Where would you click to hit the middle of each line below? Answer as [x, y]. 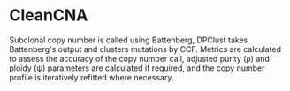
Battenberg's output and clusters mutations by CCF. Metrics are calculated [145, 49]
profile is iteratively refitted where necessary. [92, 77]
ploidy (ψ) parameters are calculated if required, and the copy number [137, 68]
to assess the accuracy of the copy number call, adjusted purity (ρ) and [139, 58]
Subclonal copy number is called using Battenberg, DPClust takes [129, 40]
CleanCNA [49, 15]
